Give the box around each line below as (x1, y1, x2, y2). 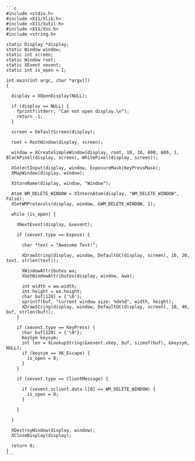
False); (6, 196, 25, 202)
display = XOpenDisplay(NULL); (11, 93, 88, 99)
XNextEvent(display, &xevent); (16, 222, 93, 228)
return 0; (11, 443, 35, 449)
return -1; (16, 113, 43, 119)
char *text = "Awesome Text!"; (21, 242, 98, 248)
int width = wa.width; (21, 283, 77, 289)
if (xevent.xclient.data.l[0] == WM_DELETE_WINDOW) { (21, 386, 156, 392)
